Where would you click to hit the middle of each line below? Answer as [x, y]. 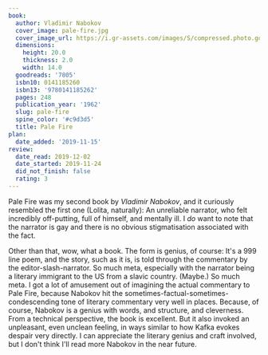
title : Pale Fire [44, 127]
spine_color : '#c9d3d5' [55, 120]
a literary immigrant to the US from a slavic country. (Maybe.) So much [124, 276]
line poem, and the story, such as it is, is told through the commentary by [128, 259]
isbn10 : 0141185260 [48, 82]
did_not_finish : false [53, 172]
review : [21, 149]
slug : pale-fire [42, 112]
